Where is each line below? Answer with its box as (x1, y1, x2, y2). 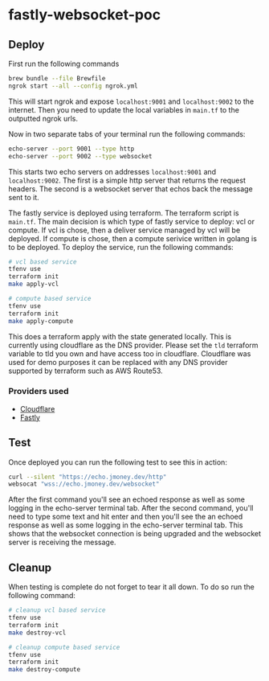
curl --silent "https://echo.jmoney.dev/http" (8, 473, 167, 481)
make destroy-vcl (8, 629, 67, 637)
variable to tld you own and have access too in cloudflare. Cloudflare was (8, 348, 251, 359)
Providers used (8, 386, 70, 397)
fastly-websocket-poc (8, 6, 161, 24)
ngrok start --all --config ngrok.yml (8, 82, 138, 90)
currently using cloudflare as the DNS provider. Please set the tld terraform (8, 340, 259, 350)
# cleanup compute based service (8, 643, 120, 651)
